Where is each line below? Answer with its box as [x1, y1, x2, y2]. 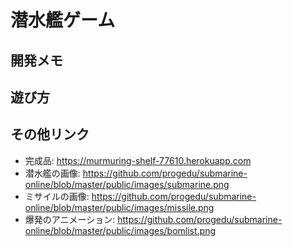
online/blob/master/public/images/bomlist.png [24, 224, 217, 236]
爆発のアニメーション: [24, 213, 116, 225]
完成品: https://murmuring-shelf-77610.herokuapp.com [24, 154, 252, 166]
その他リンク [10, 126, 90, 143]
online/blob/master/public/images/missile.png [24, 201, 215, 213]
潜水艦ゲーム [10, 9, 116, 32]
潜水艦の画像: [24, 167, 81, 179]
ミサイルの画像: [24, 190, 90, 202]
